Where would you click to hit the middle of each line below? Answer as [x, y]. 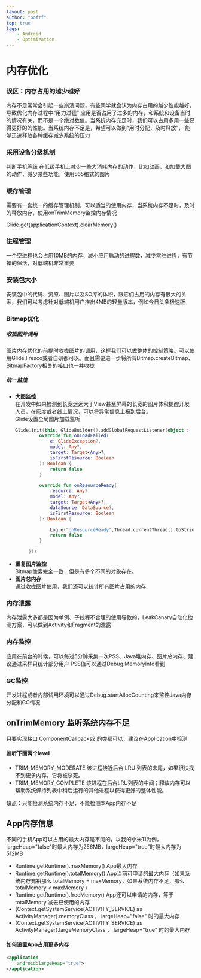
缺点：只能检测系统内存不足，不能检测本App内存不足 [71, 803]
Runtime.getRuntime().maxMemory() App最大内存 [76, 865]
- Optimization [36, 40]
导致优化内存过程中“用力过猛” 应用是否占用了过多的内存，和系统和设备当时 [98, 113]
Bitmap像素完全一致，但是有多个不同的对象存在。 [76, 571]
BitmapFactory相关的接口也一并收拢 [50, 365]
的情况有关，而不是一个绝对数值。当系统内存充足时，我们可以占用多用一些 [98, 120]
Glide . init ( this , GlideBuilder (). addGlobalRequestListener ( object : [102, 430]
